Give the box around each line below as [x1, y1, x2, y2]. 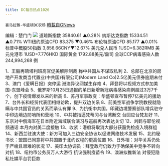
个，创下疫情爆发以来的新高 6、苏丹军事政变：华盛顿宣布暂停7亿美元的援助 [5, 93, 161, 99]
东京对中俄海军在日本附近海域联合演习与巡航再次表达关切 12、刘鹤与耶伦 [5, 118, 156, 124]
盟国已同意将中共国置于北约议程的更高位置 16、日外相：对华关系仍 [18, 136, 156, 142]
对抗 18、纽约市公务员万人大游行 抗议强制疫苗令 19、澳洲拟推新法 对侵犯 [5, 149, 155, 155]
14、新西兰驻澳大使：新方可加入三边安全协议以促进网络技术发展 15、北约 [5, 130, 156, 136]
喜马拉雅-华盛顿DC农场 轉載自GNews [5, 21, 75, 27]
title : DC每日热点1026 [5, 7, 50, 12]
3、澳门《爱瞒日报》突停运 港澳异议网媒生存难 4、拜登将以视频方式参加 [5, 80, 154, 86]
